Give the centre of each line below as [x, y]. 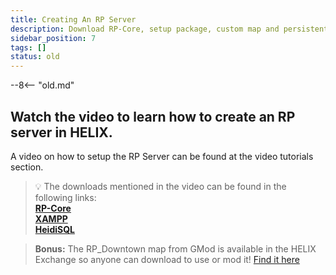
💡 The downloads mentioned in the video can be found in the [160, 186]
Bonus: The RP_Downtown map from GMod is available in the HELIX [175, 248]
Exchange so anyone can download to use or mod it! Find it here [167, 259]
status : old [35, 57]
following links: [65, 197]
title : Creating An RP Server [73, 19]
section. [27, 167]
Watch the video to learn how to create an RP [153, 116]
